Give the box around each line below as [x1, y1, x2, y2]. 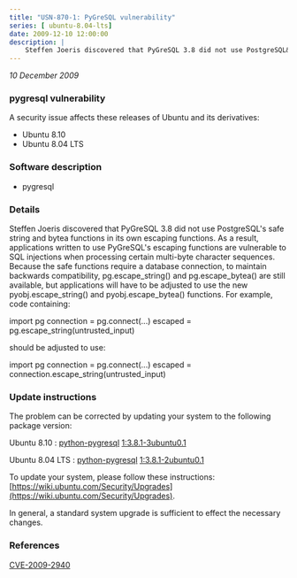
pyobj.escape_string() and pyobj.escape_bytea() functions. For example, [9, 289, 273, 300]
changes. [9, 517, 43, 528]
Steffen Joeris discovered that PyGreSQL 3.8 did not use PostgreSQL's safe [9, 223, 285, 235]
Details [9, 203, 41, 215]
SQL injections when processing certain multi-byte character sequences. [9, 251, 276, 262]
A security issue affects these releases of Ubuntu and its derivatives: [9, 112, 260, 123]
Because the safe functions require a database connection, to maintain [9, 261, 267, 272]
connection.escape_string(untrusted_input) [9, 369, 166, 380]
